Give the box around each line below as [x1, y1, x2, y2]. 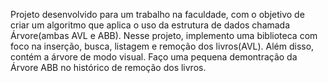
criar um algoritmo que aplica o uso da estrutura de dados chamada [10, 19, 291, 31]
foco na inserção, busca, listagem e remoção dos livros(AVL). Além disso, [10, 40, 315, 52]
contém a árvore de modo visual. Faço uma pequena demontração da [10, 51, 298, 63]
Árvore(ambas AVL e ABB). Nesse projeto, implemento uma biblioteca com [10, 30, 318, 41]
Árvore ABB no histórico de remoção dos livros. [10, 62, 207, 73]
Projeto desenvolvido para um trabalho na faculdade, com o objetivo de [10, 9, 305, 20]
